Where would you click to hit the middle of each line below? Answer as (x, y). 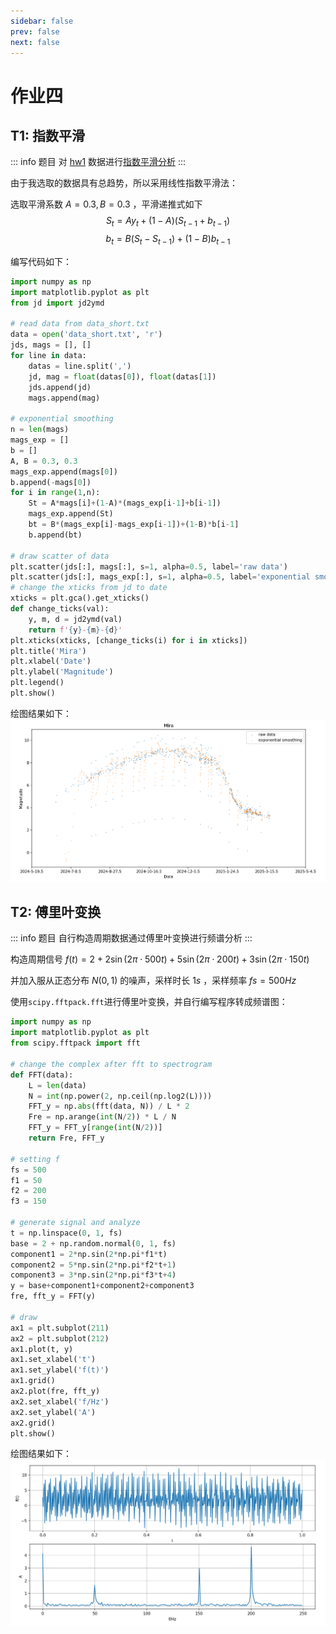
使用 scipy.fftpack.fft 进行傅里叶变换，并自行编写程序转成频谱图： (149, 1002)
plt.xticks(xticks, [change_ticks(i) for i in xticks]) (129, 640)
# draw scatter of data (60, 556)
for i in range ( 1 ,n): (55, 493)
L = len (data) (57, 1085)
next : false (35, 42)
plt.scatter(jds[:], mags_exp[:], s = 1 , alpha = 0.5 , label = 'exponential (160, 577)
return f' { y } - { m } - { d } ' (75, 630)
